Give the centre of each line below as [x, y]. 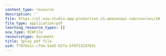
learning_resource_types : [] [35, 28]
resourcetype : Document [30, 37]
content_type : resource [30, 9]
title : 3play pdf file [28, 41]
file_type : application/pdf [34, 23]
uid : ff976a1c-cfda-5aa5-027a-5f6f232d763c [51, 46]
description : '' [22, 14]
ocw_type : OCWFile [24, 32]
